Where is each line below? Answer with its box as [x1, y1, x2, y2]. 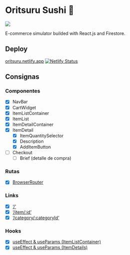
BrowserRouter [12, 179, 43, 185]
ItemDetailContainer [12, 121, 54, 127]
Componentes [5, 87, 41, 94]
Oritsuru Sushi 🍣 [5, 4, 74, 16]
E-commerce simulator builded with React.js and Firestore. [5, 30, 126, 36]
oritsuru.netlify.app [5, 58, 44, 64]
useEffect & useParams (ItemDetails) [12, 245, 88, 251]
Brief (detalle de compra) [19, 155, 72, 161]
